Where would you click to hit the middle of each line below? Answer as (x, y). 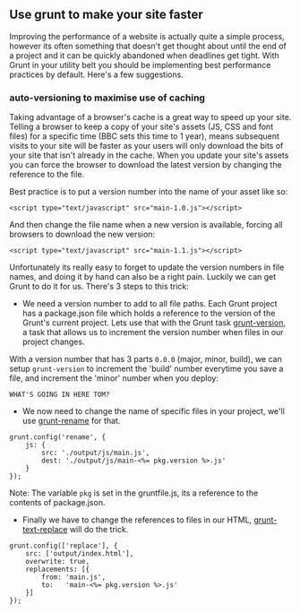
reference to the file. (47, 175)
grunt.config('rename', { (57, 437)
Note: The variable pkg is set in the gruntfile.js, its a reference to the (134, 493)
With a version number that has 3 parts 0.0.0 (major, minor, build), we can (146, 359)
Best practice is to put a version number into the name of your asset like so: (149, 192)
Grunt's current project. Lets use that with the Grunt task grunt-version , (154, 323)
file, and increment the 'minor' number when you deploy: (114, 378)
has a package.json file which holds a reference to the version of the (149, 314)
